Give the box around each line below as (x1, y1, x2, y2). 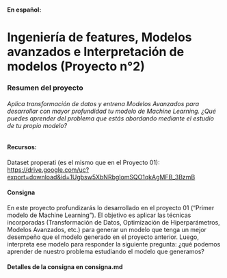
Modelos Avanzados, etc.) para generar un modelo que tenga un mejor (7, 225, 207, 233)
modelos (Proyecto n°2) (7, 58, 145, 74)
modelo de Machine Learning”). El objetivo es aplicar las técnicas (7, 211, 191, 219)
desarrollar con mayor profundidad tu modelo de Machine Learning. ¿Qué (7, 107, 217, 116)
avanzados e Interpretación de (7, 44, 185, 60)
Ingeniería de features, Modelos (7, 29, 192, 45)
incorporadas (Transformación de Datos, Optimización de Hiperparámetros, (7, 218, 220, 226)
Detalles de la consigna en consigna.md (7, 263, 123, 271)
